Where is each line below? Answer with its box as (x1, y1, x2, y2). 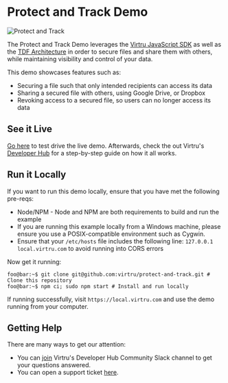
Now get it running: (7, 257, 62, 265)
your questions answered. (16, 361, 91, 369)
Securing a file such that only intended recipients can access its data (16, 81, 213, 89)
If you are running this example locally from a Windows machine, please (16, 222, 221, 230)
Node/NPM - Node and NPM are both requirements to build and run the (16, 208, 220, 216)
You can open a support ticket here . (16, 369, 119, 377)
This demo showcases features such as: (7, 68, 122, 76)
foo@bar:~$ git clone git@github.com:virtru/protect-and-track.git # (7, 271, 211, 278)
